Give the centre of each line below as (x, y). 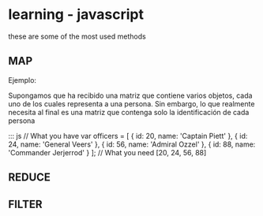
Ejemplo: (23, 80)
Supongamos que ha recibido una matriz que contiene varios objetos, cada (130, 95)
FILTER (25, 204)
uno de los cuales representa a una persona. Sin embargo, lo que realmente (131, 103)
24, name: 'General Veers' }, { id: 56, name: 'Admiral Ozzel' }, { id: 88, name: (132, 144)
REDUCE (30, 178)
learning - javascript (76, 15)
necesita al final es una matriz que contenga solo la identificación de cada (129, 112)
